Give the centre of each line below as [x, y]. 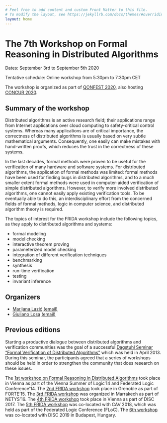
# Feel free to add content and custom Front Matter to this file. [77, 10]
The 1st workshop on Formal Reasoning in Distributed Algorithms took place [83, 378]
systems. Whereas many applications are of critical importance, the [74, 131]
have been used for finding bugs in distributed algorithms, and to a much [80, 178]
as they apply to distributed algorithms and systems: [59, 224]
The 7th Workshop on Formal [66, 44]
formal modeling [29, 234]
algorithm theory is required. [34, 209]
